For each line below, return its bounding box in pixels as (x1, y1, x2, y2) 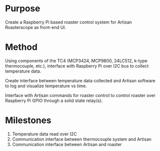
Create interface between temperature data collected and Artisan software (5, 77, 156, 83)
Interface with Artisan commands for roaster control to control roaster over (5, 92, 156, 98)
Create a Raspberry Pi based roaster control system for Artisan (5, 19, 132, 25)
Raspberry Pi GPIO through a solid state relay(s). (5, 98, 103, 103)
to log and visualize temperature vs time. (5, 83, 87, 89)
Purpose (5, 3, 41, 14)
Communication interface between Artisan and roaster (12, 141, 122, 147)
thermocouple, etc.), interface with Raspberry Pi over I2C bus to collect (5, 63, 149, 69)
